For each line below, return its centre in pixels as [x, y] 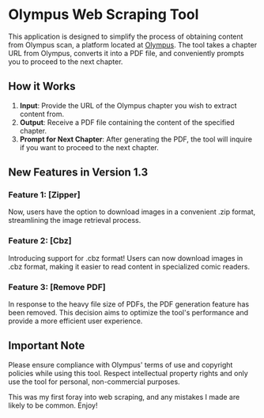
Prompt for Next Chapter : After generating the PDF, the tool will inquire [136, 139]
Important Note [47, 346]
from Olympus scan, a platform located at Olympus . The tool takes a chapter [133, 44]
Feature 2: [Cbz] [40, 241]
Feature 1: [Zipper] [44, 195]
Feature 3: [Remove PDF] [57, 287]
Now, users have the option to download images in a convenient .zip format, [132, 212]
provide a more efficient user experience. [75, 321]
